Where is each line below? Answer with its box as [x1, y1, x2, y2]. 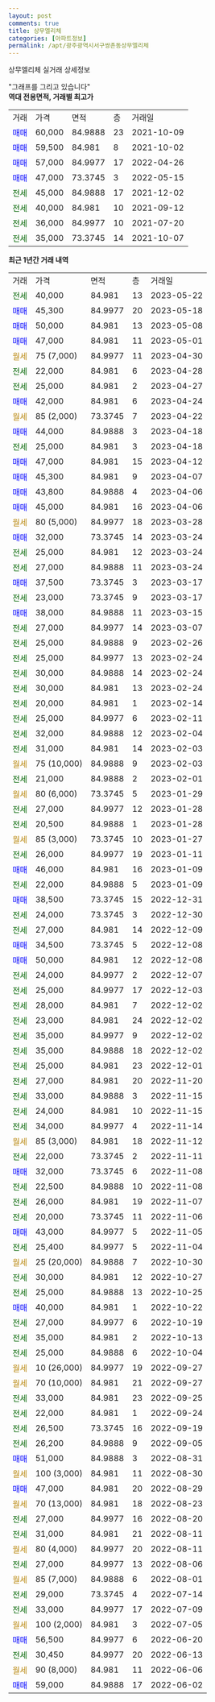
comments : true [8, 19, 60, 27]
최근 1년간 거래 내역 [8, 255, 69, 265]
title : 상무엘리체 [8, 27, 62, 35]
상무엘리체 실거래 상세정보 [8, 65, 91, 75]
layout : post [8, 11, 52, 20]
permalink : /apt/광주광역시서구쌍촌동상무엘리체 [8, 42, 149, 50]
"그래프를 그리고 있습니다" [8, 82, 91, 92]
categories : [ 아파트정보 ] [8, 34, 87, 43]
